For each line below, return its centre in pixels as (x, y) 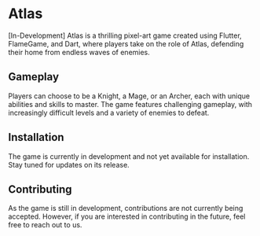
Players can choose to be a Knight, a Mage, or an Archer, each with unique (129, 96)
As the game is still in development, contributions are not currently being (126, 208)
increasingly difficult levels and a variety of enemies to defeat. (109, 112)
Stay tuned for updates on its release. (69, 164)
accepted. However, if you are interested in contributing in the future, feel (127, 216)
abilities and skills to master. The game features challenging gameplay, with (130, 104)
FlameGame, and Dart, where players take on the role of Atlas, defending (126, 43)
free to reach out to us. (45, 225)
